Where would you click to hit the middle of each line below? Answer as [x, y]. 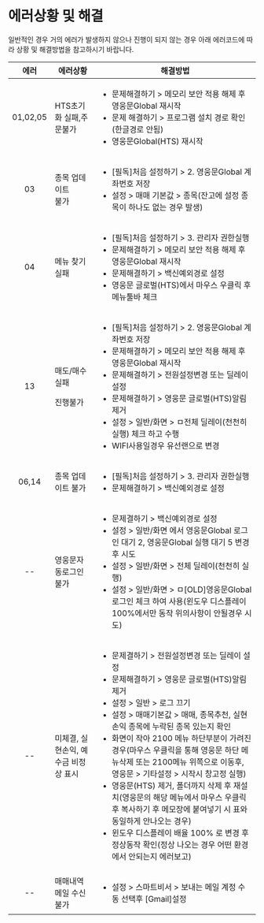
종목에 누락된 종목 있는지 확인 [180, 726]
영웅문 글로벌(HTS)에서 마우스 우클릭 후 [181, 285]
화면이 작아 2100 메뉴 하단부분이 [169, 738]
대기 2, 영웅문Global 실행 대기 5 [177, 542]
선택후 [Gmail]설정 [154, 899]
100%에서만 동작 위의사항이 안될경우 [177, 613]
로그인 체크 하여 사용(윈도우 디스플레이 [179, 601]
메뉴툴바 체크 [134, 296]
